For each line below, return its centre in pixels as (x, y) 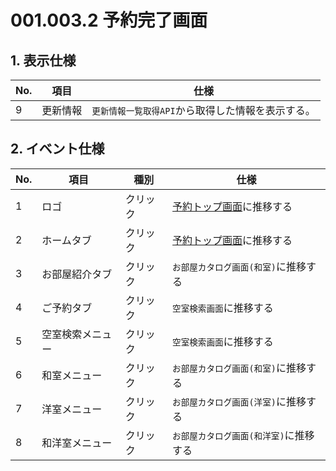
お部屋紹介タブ (77, 274)
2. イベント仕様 (57, 149)
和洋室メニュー (77, 443)
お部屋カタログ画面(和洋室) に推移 (243, 435)
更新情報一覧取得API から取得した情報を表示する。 (203, 110)
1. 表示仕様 (43, 60)
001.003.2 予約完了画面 (109, 20)
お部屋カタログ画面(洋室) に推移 (239, 401)
